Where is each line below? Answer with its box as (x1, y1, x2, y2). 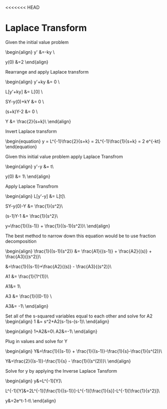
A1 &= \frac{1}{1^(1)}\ (5, 273, 49, 279)
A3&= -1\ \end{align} (5, 303, 49, 309)
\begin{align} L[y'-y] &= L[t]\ (5, 193, 65, 199)
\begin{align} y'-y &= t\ (5, 163, 54, 169)
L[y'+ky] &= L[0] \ (5, 88, 43, 95)
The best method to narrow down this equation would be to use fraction (5, 233, 156, 239)
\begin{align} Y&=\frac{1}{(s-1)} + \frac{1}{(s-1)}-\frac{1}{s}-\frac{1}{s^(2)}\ (5, 348, 162, 354)
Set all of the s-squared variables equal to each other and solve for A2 (5, 313, 153, 319)
